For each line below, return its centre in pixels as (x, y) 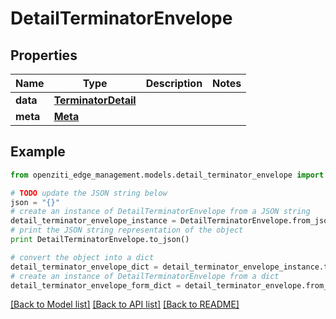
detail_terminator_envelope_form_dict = (96, 285)
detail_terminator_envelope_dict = (84, 267)
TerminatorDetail (95, 100)
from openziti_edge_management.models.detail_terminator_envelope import (167, 175)
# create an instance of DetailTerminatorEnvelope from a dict (145, 276)
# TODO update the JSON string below (89, 193)
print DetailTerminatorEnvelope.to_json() (100, 240)
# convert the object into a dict (82, 257)
